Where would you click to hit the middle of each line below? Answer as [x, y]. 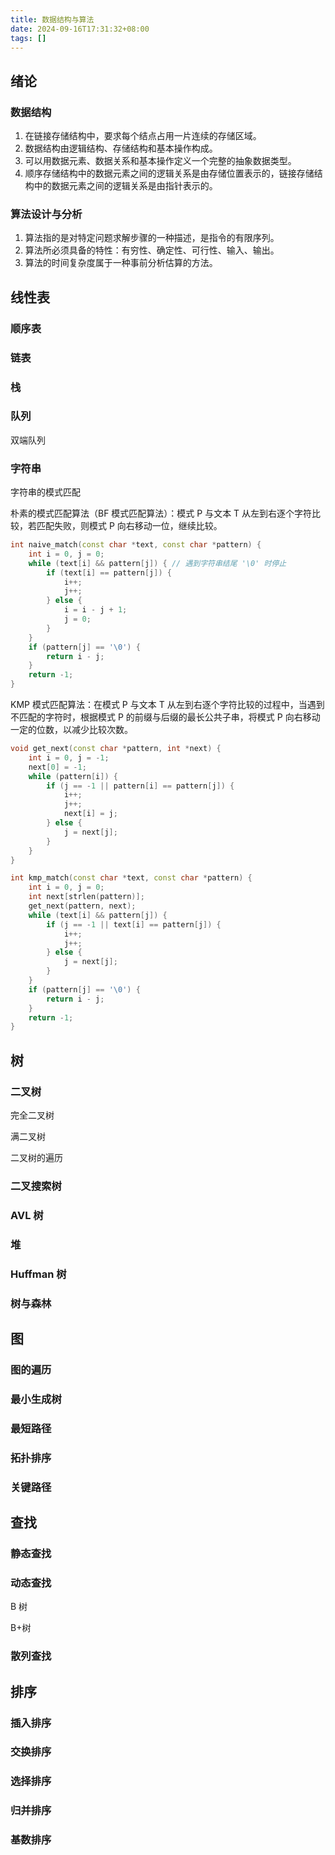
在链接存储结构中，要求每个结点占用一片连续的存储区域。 [143, 136]
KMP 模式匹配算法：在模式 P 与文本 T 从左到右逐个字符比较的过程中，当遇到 [167, 705]
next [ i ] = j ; [90, 814]
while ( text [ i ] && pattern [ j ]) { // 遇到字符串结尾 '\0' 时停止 [157, 563]
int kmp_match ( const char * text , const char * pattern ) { [131, 878]
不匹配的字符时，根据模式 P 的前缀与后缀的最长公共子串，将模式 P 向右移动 [165, 717]
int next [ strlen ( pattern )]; [86, 897]
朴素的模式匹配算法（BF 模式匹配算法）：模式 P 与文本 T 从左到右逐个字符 [161, 513]
